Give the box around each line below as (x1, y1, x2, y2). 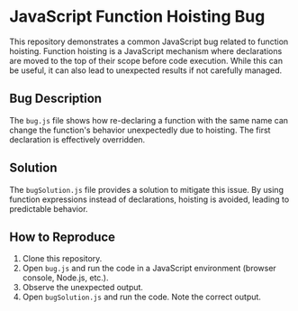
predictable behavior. (9, 203, 88, 214)
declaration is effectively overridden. (9, 133, 146, 145)
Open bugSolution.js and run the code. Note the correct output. (22, 291, 261, 303)
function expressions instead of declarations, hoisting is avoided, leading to (9, 194, 290, 205)
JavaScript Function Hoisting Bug (9, 6, 266, 27)
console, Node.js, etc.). (22, 272, 110, 283)
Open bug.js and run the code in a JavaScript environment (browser (22, 263, 276, 274)
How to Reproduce (9, 229, 115, 244)
